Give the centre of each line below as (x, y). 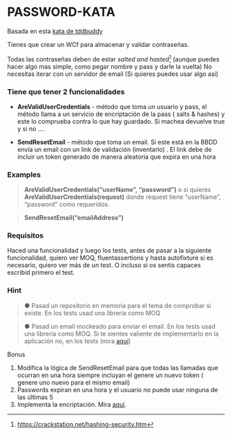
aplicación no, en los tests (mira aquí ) (77, 341)
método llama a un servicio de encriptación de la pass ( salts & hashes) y (121, 114)
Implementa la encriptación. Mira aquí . (71, 404)
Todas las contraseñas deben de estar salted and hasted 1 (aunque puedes (113, 58)
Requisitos (25, 235)
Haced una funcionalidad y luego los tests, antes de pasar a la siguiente (109, 251)
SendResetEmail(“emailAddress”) (74, 217)
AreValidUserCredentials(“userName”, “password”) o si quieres (117, 190)
